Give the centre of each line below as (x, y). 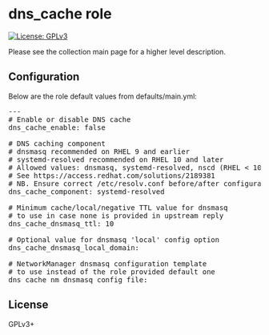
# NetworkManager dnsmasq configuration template (108, 264)
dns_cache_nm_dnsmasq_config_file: (78, 280)
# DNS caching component (57, 143)
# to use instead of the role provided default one (112, 272)
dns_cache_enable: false (57, 127)
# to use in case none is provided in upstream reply (116, 216)
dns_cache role (60, 14)
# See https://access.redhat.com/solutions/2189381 (112, 176)
